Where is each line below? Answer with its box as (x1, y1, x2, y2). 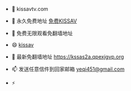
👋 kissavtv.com (11, 6, 48, 12)
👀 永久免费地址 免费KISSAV (11, 17, 77, 24)
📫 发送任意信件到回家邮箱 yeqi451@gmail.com (11, 65, 125, 72)
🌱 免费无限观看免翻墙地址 (11, 30, 73, 37)
